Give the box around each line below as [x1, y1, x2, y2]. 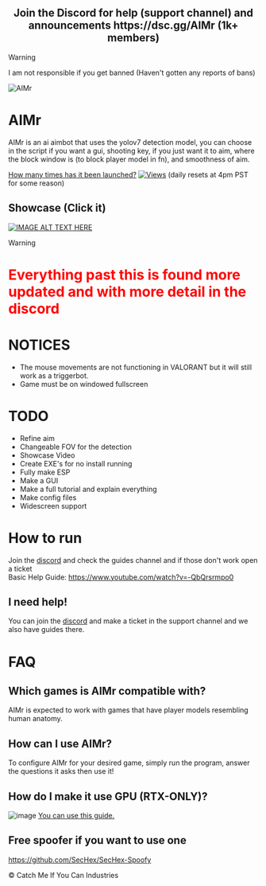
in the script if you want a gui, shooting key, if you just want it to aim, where [8, 146, 256, 155]
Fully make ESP [19, 467, 71, 477]
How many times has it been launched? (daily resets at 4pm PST [8, 170, 249, 179]
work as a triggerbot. [19, 370, 89, 381]
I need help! [8, 595, 67, 608]
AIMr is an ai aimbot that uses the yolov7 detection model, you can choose [8, 137, 253, 146]
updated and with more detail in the [8, 283, 247, 301]
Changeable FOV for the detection [19, 442, 133, 451]
